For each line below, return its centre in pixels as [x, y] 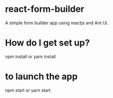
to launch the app [41, 76]
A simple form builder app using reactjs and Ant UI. [57, 23]
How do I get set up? [47, 43]
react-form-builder [45, 9]
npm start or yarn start [28, 90]
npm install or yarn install [30, 56]
